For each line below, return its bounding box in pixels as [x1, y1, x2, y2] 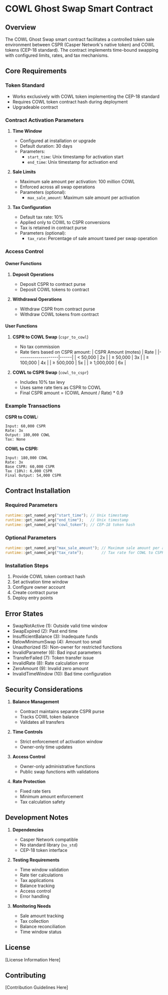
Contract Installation [5, 487, 71, 495]
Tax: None [5, 436, 26, 442]
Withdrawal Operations [12, 296, 62, 302]
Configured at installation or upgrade [19, 138, 96, 144]
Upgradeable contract [12, 104, 58, 110]
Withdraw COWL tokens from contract [19, 311, 99, 317]
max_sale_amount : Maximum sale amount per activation [27, 194, 140, 200]
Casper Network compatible [19, 836, 78, 842]
